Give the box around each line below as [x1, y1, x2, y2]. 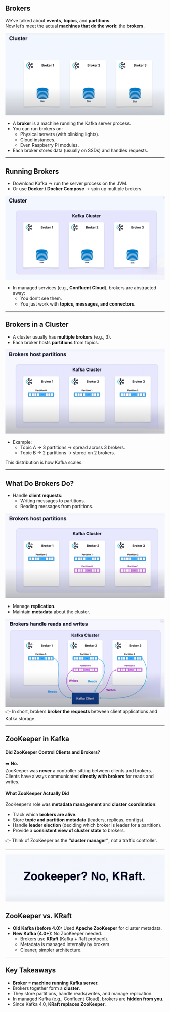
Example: [12, 439, 32, 445]
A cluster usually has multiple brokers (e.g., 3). [12, 333, 111, 340]
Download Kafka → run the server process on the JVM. [12, 180, 128, 186]
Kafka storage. [5, 715, 36, 721]
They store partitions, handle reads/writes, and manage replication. [12, 990, 153, 996]
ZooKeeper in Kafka [5, 734, 70, 743]
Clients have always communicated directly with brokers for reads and [5, 773, 154, 780]
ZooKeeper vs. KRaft [5, 912, 72, 920]
